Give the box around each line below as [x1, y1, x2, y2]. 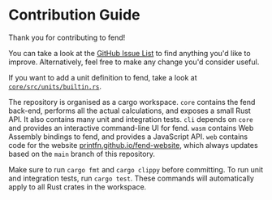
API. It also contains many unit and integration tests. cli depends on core [8, 114, 253, 124]
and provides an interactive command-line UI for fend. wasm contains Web [8, 123, 254, 133]
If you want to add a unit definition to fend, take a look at [8, 72, 197, 82]
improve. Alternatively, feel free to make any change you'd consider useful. [8, 57, 260, 67]
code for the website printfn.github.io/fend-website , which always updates [8, 140, 258, 150]
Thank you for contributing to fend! [8, 33, 126, 42]
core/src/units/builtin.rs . [8, 81, 102, 91]
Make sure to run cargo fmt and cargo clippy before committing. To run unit [8, 164, 264, 174]
